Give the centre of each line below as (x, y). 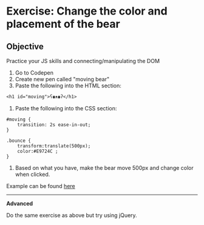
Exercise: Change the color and (87, 11)
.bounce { (19, 141)
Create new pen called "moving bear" (62, 79)
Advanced (20, 203)
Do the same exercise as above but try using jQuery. (72, 215)
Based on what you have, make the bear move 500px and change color (104, 168)
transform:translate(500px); (54, 146)
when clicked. (32, 174)
